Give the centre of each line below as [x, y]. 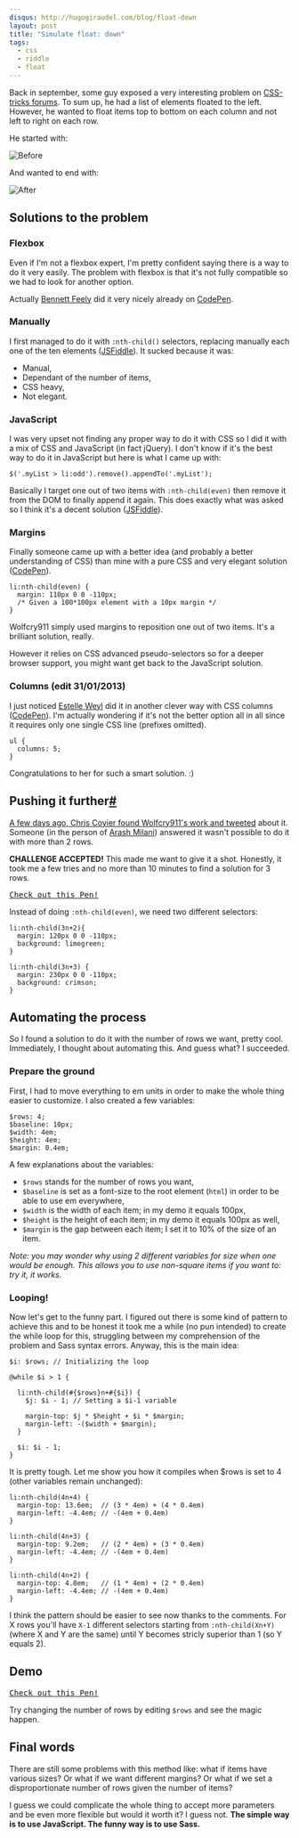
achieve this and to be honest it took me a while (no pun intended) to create [148, 1326]
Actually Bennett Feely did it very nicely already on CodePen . [121, 298]
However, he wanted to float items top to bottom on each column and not [143, 111]
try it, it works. [36, 1274]
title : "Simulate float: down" [67, 34]
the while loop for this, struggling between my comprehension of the [135, 1336]
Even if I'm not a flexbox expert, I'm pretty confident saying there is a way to [149, 263]
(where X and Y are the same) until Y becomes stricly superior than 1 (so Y [146, 1634]
